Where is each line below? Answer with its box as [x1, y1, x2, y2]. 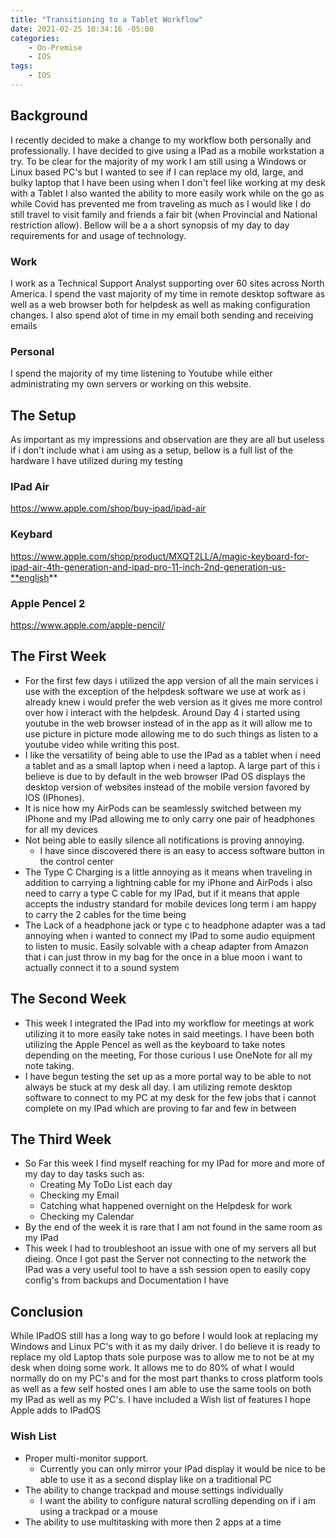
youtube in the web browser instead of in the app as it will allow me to [24, 717, 313, 729]
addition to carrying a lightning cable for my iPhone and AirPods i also [24, 876, 313, 888]
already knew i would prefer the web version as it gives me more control [24, 696, 323, 708]
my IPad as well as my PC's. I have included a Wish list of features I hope [10, 1394, 312, 1406]
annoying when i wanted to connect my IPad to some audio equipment [24, 929, 316, 941]
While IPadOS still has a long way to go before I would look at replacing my [10, 1330, 319, 1342]
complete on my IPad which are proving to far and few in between [24, 1102, 297, 1114]
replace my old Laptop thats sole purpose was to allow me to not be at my [10, 1351, 315, 1363]
